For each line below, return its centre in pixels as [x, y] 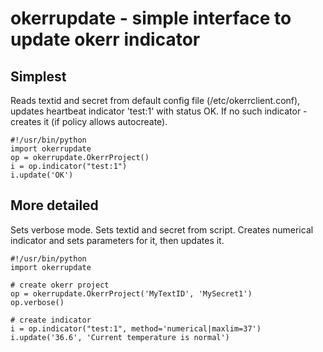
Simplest [38, 76]
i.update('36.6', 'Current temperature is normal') [120, 337]
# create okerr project [60, 285]
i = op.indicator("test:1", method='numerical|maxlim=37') [136, 328]
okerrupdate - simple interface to [151, 18]
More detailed [54, 205]
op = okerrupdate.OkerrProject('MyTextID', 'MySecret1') [131, 293]
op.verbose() [37, 302]
